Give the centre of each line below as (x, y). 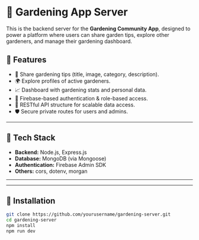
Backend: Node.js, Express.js (51, 152)
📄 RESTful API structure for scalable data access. (75, 105)
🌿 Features (26, 60)
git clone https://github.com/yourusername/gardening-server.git (88, 214)
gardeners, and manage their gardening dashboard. (69, 41)
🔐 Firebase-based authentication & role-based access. (81, 98)
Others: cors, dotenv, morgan (51, 171)
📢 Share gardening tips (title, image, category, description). (87, 74)
